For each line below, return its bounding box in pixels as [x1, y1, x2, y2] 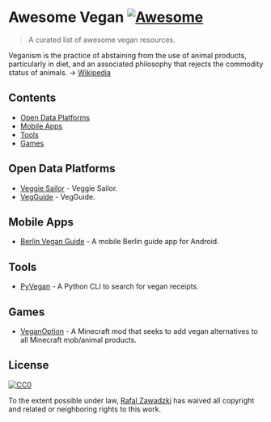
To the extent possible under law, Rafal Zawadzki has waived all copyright [8, 395, 255, 405]
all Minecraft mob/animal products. [19, 335, 138, 344]
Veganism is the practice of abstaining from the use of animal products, [8, 50, 247, 60]
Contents [8, 91, 57, 105]
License [8, 358, 49, 372]
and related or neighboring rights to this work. [8, 404, 162, 414]
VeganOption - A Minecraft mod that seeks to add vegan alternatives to [19, 327, 259, 335]
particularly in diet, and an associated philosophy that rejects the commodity [8, 59, 264, 69]
